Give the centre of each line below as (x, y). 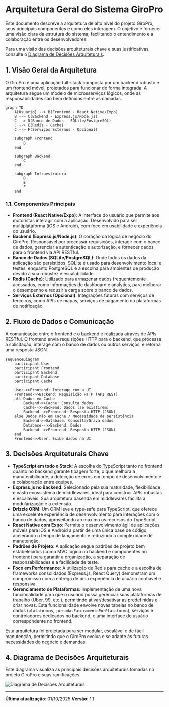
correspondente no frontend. (43, 621)
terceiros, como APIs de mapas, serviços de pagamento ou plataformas (87, 301)
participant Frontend (37, 368)
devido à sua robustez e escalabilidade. (54, 274)
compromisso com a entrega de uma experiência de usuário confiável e (87, 578)
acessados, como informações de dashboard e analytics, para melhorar (87, 285)
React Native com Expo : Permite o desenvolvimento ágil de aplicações (86, 525)
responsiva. (25, 584)
